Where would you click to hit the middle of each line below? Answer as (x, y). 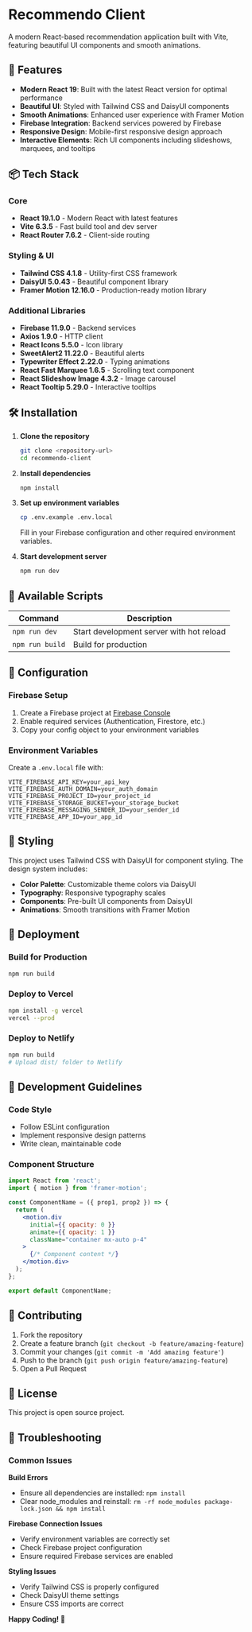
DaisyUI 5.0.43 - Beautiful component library (94, 281)
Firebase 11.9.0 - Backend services (78, 328)
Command (39, 618)
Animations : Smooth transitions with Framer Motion (105, 909)
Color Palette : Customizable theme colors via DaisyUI (108, 884)
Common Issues (41, 1460)
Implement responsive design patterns (83, 1135)
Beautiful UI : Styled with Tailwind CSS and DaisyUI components (124, 106)
